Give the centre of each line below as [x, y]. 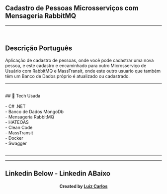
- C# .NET [15, 106]
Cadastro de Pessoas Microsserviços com [72, 8]
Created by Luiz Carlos [83, 186]
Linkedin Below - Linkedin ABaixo [58, 174]
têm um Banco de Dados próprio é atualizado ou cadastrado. [68, 76]
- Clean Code [19, 127]
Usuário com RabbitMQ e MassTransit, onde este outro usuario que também [83, 71]
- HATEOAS [17, 122]
